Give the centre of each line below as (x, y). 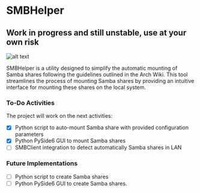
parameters (29, 134)
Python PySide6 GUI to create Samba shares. (71, 183)
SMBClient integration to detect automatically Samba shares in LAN (98, 147)
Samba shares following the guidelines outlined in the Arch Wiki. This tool (97, 75)
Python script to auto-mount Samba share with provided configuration (102, 127)
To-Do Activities (31, 103)
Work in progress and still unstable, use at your (96, 33)
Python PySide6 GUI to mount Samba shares (70, 141)
